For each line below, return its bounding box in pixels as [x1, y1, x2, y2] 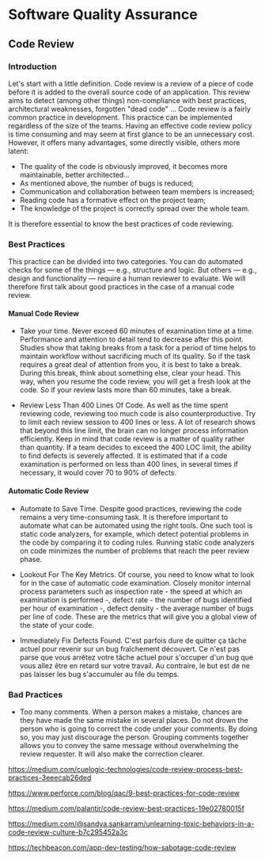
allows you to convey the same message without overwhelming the [19, 740, 239, 750]
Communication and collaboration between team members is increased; [19, 186, 255, 196]
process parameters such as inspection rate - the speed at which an [19, 587, 243, 596]
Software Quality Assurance [8, 6, 198, 24]
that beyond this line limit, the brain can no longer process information [19, 426, 249, 435]
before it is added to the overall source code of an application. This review [8, 87, 251, 97]
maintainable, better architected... [19, 170, 131, 179]
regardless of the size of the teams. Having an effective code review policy [8, 120, 252, 130]
